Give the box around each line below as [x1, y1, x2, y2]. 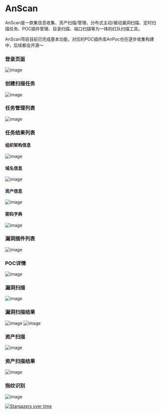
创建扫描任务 [5, 80, 36, 87]
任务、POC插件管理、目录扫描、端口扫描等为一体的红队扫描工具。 [9, 25, 142, 32]
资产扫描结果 [5, 357, 36, 364]
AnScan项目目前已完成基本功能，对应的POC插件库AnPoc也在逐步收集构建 [5, 36, 155, 42]
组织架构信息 [5, 142, 31, 148]
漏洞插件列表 [5, 235, 36, 242]
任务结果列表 [5, 129, 36, 136]
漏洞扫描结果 [5, 309, 36, 315]
